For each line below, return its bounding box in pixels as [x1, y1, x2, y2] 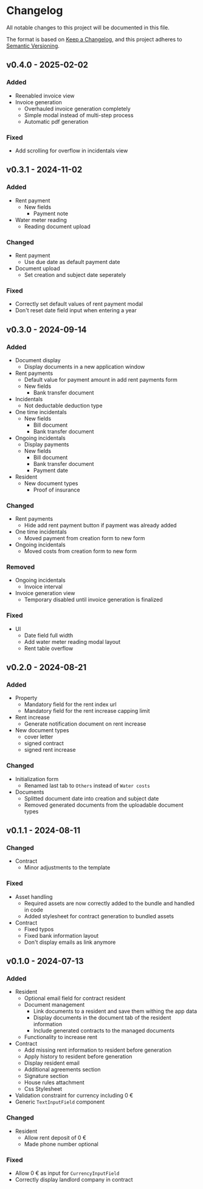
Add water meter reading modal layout [24, 638, 120, 645]
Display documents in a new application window [24, 363, 145, 370]
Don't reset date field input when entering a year [15, 307, 137, 314]
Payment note [33, 210, 69, 217]
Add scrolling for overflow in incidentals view [15, 147, 128, 154]
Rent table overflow [24, 644, 74, 652]
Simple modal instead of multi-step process [24, 111, 134, 119]
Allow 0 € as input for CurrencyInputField [15, 1169, 120, 1177]
